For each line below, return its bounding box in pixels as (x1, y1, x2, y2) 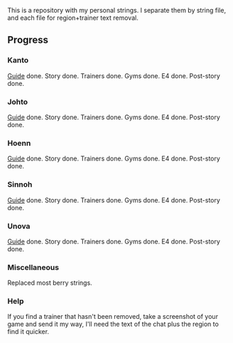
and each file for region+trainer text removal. (7, 13, 139, 22)
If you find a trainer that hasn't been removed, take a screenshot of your (7, 312, 219, 321)
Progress (7, 34, 48, 46)
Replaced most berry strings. (7, 278, 92, 287)
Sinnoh (7, 180, 33, 190)
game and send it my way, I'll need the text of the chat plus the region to (7, 320, 219, 329)
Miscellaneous (7, 262, 59, 272)
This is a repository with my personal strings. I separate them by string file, (7, 6, 226, 14)
